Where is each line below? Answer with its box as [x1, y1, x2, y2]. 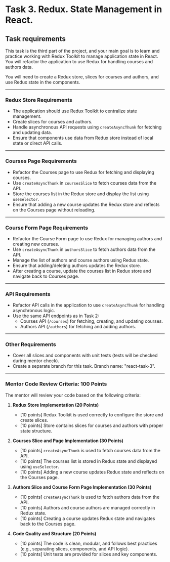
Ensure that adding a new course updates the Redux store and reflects [12, 201, 160, 207]
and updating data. [12, 129, 52, 136]
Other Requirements [5, 341, 57, 348]
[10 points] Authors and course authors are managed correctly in [20, 504, 155, 510]
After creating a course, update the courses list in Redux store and [12, 268, 151, 274]
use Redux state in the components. [5, 79, 80, 85]
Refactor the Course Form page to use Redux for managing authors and [12, 235, 162, 241]
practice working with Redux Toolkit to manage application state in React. [5, 53, 158, 59]
